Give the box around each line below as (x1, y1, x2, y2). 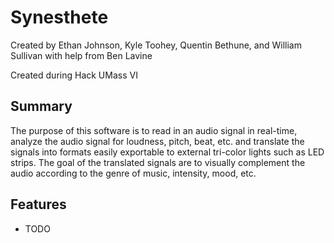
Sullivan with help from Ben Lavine (10, 49, 153, 61)
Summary (10, 98, 73, 115)
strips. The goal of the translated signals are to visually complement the (10, 156, 306, 168)
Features (10, 196, 67, 213)
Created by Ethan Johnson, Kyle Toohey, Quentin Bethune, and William (10, 39, 302, 51)
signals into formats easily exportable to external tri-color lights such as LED (10, 146, 325, 158)
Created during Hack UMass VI (10, 69, 138, 81)
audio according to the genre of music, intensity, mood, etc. (10, 167, 257, 179)
